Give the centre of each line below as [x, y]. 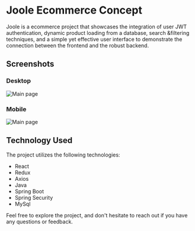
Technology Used [39, 140]
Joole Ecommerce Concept [74, 10]
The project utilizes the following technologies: [63, 155]
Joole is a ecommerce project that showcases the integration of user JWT [97, 27]
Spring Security [34, 197]
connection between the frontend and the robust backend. [78, 45]
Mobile [16, 109]
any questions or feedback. [39, 222]
